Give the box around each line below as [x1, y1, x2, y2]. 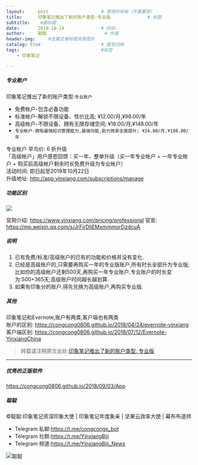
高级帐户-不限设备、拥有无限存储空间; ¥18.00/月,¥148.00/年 [14, 120, 159, 127]
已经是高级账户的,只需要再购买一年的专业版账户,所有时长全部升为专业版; [14, 261, 190, 268]
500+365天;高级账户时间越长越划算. [21, 275, 109, 282]
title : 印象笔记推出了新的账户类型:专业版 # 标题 [6, 14, 162, 20]
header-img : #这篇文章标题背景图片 [6, 36, 95, 42]
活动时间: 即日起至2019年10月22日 [6, 167, 90, 174]
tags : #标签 [6, 47, 113, 53]
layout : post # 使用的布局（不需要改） [6, 8, 155, 15]
